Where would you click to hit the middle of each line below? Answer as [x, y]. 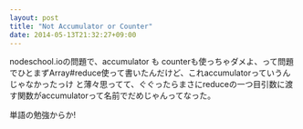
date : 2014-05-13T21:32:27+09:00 [73, 35]
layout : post [34, 18]
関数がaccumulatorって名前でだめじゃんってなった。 [116, 95]
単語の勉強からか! [43, 115]
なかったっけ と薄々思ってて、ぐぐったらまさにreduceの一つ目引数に [155, 84]
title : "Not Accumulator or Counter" [81, 26]
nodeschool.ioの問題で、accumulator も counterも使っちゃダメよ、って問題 [152, 62]
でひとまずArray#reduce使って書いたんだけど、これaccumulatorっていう [146, 73]
